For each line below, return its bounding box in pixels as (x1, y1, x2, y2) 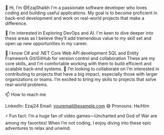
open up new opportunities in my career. (5, 41, 88, 46)
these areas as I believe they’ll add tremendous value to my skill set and (5, 35, 152, 41)
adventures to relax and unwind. (5, 125, 71, 131)
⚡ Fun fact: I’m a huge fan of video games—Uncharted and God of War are (5, 113, 158, 119)
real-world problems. (5, 82, 48, 88)
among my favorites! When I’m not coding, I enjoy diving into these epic (5, 120, 152, 126)
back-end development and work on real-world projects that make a (5, 15, 145, 21)
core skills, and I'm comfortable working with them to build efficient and (5, 61, 152, 66)
